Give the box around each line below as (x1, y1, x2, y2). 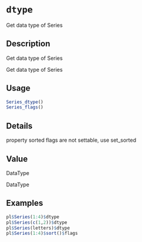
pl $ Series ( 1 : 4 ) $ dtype (6, 214, 60, 220)
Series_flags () (6, 104, 44, 110)
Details (6, 120, 33, 131)
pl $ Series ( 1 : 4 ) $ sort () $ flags (6, 230, 78, 237)
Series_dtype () (6, 99, 44, 105)
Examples (6, 198, 43, 208)
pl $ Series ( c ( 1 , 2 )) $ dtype (6, 219, 67, 225)
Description (6, 39, 50, 49)
